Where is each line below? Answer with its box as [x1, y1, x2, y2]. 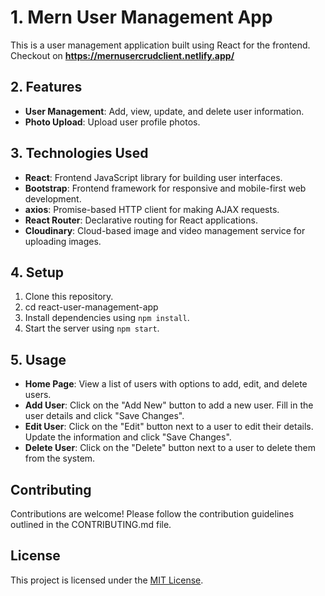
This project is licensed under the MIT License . [10, 574, 204, 586]
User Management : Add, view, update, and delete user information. [24, 105, 305, 117]
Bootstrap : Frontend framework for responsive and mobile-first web [24, 182, 307, 194]
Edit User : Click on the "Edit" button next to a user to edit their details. [24, 421, 314, 433]
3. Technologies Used [10, 145, 149, 162]
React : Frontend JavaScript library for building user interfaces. [24, 171, 283, 183]
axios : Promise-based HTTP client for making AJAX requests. [24, 203, 280, 215]
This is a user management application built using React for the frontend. [10, 39, 311, 51]
